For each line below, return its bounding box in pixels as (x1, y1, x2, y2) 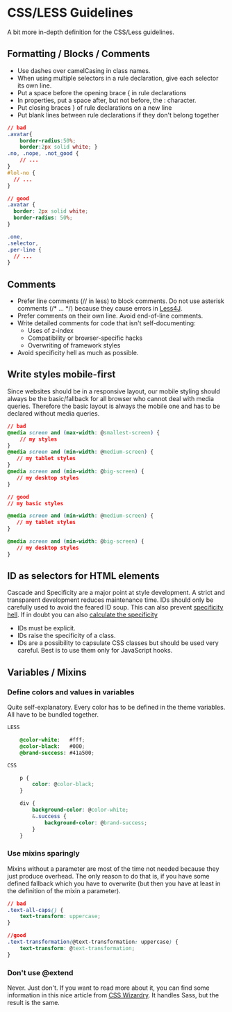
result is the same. (7, 998, 60, 1006)
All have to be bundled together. (7, 710, 99, 719)
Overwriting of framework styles (27, 341, 121, 350)
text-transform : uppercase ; (19, 913, 101, 920)
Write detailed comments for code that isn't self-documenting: (17, 319, 196, 327)
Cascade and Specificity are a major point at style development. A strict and (7, 589, 226, 597)
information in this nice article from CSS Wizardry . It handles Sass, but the (7, 990, 219, 999)
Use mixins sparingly (7, 849, 80, 858)
